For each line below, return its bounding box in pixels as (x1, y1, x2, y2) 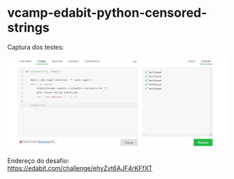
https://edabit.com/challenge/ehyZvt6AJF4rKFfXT (7, 164, 153, 173)
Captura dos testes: (7, 43, 64, 51)
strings (7, 20, 50, 36)
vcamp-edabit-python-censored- (7, 5, 207, 21)
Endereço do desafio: (7, 157, 69, 165)
